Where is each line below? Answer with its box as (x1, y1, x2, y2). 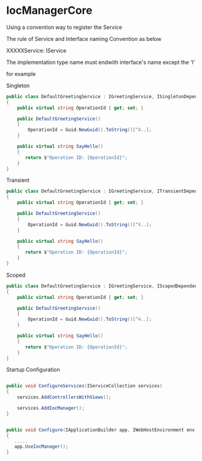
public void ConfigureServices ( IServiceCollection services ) (6, 383, 163, 389)
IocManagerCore (6, 4, 93, 17)
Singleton (6, 82, 30, 89)
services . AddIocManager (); (17, 405, 85, 412)
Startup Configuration (6, 366, 60, 374)
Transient (6, 177, 30, 184)
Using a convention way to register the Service (6, 24, 122, 31)
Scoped (6, 271, 26, 278)
